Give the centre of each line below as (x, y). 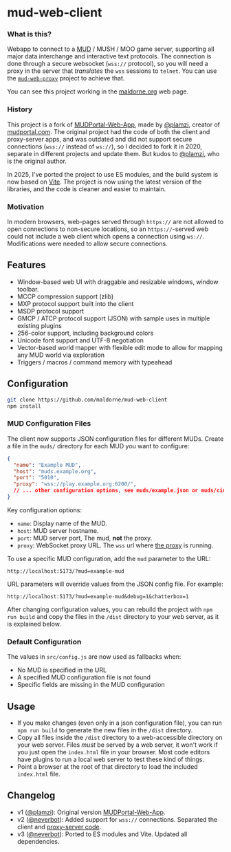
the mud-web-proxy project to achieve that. (66, 78)
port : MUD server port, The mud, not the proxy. (85, 538)
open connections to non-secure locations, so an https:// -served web (108, 229)
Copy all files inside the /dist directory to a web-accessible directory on (120, 737)
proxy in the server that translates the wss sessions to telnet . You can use (112, 71)
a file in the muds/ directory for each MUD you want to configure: (98, 446)
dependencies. (38, 841)
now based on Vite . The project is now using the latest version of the (104, 182)
